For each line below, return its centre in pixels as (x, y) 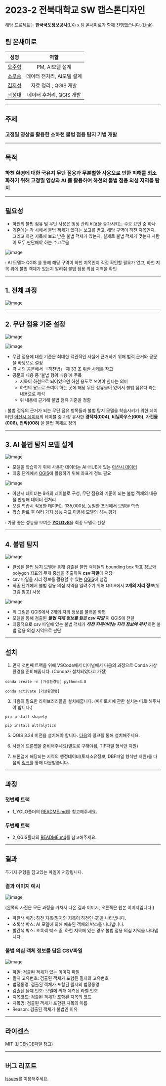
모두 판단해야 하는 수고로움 (43, 242)
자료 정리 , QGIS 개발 (54, 85)
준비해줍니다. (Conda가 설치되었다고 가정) (66, 671)
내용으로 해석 (32, 394)
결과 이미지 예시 (23, 886)
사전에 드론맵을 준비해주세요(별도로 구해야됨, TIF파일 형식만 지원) (75, 746)
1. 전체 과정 (21, 291)
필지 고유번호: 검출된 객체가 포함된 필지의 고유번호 (60, 978)
